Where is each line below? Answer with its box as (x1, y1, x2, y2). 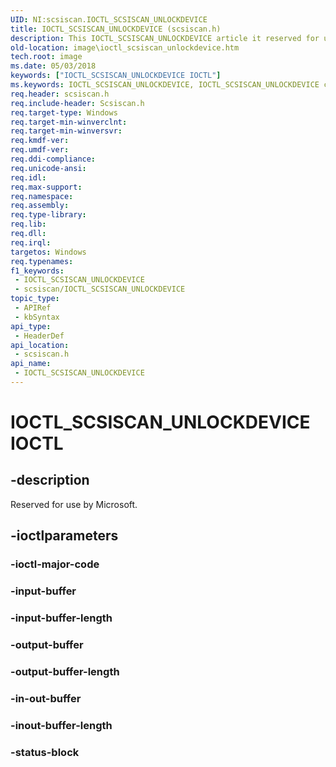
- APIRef (14, 303, 52, 313)
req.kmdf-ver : (10, 136, 70, 146)
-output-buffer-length (10, 664, 120, 678)
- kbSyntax (14, 312, 60, 322)
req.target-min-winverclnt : (10, 117, 128, 127)
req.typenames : (10, 256, 74, 266)
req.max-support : (10, 182, 83, 192)
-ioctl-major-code (10, 557, 100, 571)
